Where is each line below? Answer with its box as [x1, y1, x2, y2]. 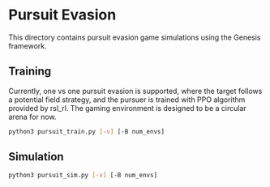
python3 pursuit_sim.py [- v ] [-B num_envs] [8, 172, 158, 180]
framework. [8, 40, 47, 50]
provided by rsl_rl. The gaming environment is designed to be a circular [8, 103, 247, 113]
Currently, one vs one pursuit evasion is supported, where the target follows [8, 86, 263, 96]
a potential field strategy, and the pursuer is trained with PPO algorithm [8, 95, 246, 104]
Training [8, 65, 52, 79]
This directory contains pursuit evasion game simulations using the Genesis [8, 32, 261, 42]
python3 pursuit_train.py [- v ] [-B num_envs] [8, 127, 165, 135]
